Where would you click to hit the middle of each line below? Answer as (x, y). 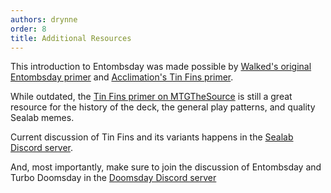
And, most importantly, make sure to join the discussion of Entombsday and (166, 167)
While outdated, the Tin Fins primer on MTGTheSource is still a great (151, 97)
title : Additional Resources (71, 38)
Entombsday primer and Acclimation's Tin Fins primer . (122, 77)
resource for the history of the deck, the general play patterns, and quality (163, 107)
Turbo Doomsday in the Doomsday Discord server (113, 178)
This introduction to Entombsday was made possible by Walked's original (161, 67)
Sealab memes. (42, 118)
